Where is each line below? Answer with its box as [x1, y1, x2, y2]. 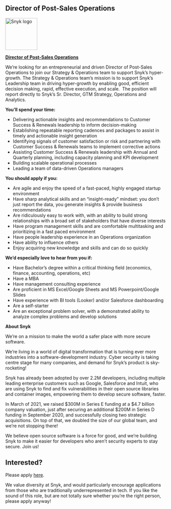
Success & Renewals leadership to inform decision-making [12, 122, 137, 128]
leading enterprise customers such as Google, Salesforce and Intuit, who [5, 380, 159, 386]
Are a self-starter [12, 303, 49, 309]
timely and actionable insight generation [12, 132, 97, 138]
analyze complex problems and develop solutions [12, 313, 117, 319]
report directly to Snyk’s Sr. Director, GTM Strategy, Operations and [5, 91, 146, 97]
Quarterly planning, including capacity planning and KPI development [12, 154, 159, 160]
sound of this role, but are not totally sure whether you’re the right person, [5, 493, 161, 499]
